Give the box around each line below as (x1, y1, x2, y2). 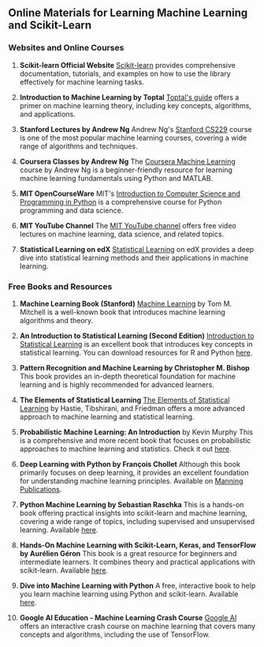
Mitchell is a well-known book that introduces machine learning (19, 307, 226, 317)
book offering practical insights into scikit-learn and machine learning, (19, 508, 248, 517)
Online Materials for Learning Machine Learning (8, 6, 248, 20)
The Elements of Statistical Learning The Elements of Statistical (19, 395, 230, 404)
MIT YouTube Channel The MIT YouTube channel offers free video (19, 220, 236, 230)
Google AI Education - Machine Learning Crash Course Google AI (19, 612, 237, 623)
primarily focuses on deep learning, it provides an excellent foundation (19, 468, 250, 477)
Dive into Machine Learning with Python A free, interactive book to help (19, 581, 256, 590)
